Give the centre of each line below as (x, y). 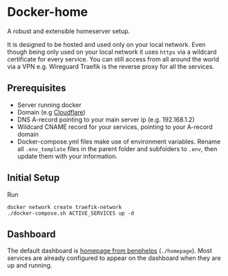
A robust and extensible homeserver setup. (69, 31)
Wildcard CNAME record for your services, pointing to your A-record (115, 127)
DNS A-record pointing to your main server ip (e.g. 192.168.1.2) (106, 119)
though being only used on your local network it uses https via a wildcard (112, 52)
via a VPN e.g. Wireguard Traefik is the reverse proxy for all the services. (111, 66)
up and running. (30, 266)
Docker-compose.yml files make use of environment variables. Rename (119, 141)
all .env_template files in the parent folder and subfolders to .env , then (117, 148)
